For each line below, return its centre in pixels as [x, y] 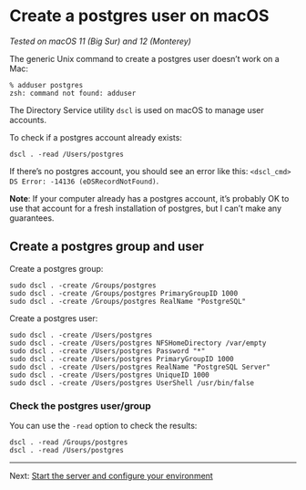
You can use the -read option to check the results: [103, 426]
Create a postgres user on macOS [139, 16]
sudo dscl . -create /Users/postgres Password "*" [107, 351]
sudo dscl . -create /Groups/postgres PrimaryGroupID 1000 [124, 293]
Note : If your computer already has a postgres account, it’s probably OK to [149, 198]
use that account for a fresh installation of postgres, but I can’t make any [146, 208]
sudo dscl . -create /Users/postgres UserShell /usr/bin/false [132, 383]
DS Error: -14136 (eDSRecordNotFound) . [84, 181]
